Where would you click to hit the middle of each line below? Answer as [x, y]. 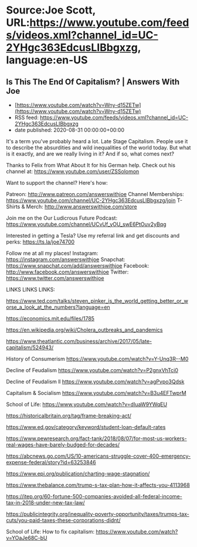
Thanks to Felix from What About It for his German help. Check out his [91, 165]
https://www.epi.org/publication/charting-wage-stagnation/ [78, 474]
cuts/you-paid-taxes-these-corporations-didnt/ [63, 520]
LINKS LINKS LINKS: [31, 289]
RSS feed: [27, 117]
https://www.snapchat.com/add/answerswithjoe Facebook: [78, 266]
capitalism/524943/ [30, 347]
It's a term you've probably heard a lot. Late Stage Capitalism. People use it [97, 141]
